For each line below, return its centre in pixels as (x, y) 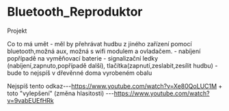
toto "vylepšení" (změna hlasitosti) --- (60, 93)
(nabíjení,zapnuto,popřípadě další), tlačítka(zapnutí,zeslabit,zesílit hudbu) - (112, 65)
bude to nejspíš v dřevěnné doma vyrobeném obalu (80, 73)
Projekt (17, 31)
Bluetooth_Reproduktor (75, 12)
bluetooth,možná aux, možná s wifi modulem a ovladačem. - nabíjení (104, 51)
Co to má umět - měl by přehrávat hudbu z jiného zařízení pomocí (100, 44)
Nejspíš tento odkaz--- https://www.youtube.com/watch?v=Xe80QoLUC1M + (115, 86)
